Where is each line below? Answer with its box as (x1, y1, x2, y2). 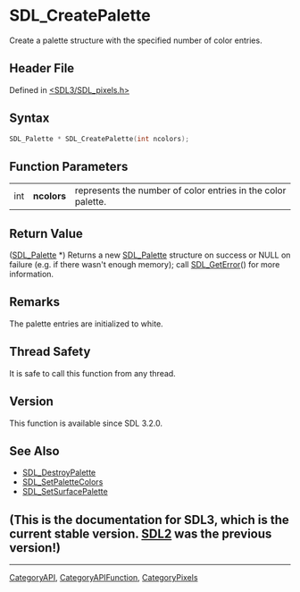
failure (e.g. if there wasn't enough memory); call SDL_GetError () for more (9, 259, 280, 270)
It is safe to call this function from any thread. (9, 368, 176, 378)
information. (9, 269, 54, 280)
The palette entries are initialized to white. (9, 318, 163, 329)
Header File (9, 61, 75, 76)
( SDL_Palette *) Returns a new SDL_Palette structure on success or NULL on (9, 249, 291, 260)
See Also (9, 444, 60, 459)
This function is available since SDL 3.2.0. (9, 418, 163, 428)
